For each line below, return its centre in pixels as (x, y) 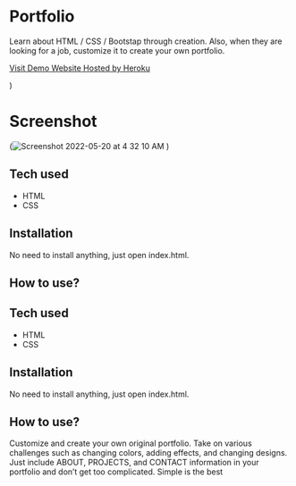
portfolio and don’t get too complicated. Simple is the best (116, 472)
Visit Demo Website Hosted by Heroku (80, 68)
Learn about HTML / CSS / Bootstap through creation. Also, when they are (146, 41)
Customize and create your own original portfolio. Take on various (131, 443)
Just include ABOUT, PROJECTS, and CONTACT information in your (134, 463)
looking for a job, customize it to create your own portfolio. (117, 50)
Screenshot (53, 121)
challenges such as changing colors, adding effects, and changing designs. (148, 453)
